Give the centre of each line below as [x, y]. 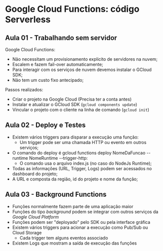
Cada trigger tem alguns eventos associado [64, 238]
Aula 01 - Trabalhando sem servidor [61, 38]
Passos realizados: [24, 90]
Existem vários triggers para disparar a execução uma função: [75, 137]
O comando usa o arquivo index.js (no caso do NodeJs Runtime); [85, 163]
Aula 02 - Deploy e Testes [46, 125]
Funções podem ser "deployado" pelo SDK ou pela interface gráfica [81, 222]
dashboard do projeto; [35, 174]
